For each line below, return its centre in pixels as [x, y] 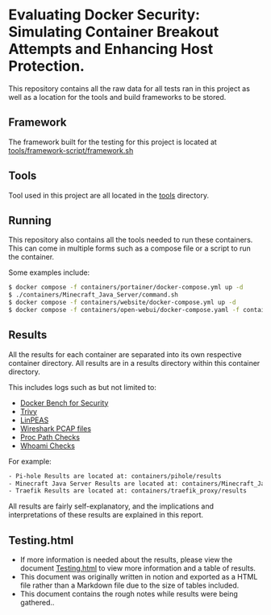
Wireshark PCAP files [55, 428]
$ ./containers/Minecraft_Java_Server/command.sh [94, 295]
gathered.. [37, 603]
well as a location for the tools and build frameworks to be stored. [117, 97]
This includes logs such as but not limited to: [83, 387]
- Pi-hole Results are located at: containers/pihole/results [115, 476]
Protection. [46, 66]
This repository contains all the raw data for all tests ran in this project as [129, 88]
